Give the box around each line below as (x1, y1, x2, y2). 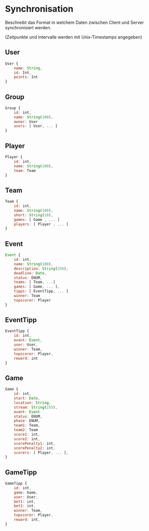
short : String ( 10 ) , (14, 213, 54, 218)
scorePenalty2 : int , (14, 445, 56, 451)
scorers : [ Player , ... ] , (14, 450, 69, 455)
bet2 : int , (14, 504, 36, 509)
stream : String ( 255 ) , (14, 405, 57, 410)
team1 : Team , (14, 423, 40, 428)
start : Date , (14, 396, 40, 401)
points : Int (14, 74, 38, 80)
